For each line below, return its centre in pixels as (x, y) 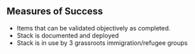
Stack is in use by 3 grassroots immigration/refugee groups (102, 43)
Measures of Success (55, 11)
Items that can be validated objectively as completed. (93, 28)
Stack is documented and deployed (68, 35)
